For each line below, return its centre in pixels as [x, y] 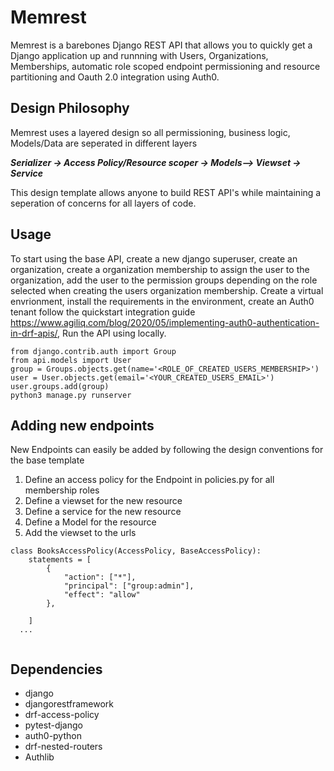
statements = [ [60, 560]
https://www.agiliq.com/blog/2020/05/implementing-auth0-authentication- [165, 322]
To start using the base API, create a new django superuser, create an [154, 258]
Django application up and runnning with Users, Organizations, [139, 55]
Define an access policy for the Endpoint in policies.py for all [149, 480]
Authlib [39, 757]
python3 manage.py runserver [71, 395]
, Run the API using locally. [112, 333]
